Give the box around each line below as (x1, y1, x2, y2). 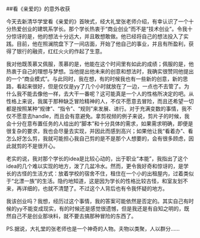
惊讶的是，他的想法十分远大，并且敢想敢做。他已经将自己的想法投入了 (11, 33, 183, 40)
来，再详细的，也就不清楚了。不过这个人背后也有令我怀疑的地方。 (6, 185, 168, 192)
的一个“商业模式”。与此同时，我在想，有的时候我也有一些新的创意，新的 (6, 75, 183, 82)
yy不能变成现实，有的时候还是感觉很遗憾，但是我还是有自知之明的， (16, 205, 185, 212)
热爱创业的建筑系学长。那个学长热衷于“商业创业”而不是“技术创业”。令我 (11, 26, 187, 32)
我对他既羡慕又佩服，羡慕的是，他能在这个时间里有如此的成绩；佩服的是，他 (6, 60, 194, 67)
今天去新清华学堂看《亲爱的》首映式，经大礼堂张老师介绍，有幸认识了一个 (6, 18, 189, 25)
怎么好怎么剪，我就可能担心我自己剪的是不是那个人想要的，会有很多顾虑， (6, 135, 189, 142)
